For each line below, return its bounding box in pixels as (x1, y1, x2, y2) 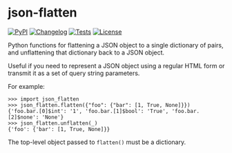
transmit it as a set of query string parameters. (8, 69, 140, 77)
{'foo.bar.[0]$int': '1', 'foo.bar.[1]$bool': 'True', (8, 108, 169, 114)
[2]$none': (8, 114, 39, 121)
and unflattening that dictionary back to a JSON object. (8, 48, 165, 57)
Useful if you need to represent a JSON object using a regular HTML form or (8, 61, 225, 70)
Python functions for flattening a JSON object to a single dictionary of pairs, (8, 41, 224, 49)
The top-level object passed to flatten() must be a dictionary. (8, 138, 186, 146)
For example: (8, 82, 46, 90)
